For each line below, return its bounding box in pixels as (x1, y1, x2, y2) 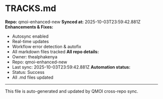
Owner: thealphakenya (12, 54, 58, 59)
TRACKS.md (5, 3, 57, 14)
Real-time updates (12, 38, 49, 44)
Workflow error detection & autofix (12, 43, 81, 49)
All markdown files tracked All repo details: (12, 49, 99, 55)
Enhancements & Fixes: (5, 24, 53, 29)
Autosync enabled (12, 33, 49, 39)
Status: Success (12, 69, 45, 75)
